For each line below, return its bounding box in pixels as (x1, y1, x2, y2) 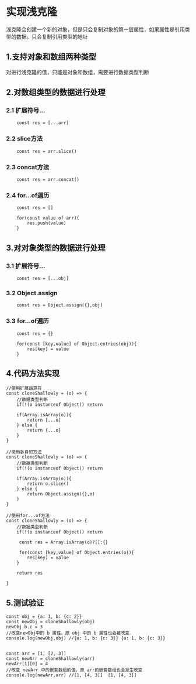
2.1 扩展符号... (6, 107, 45, 115)
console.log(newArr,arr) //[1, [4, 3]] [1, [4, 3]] (6, 672, 137, 678)
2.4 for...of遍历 (6, 191, 50, 199)
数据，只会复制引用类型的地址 (16, 33, 88, 40)
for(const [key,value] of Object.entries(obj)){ (16, 341, 137, 347)
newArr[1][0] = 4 (6, 661, 48, 667)
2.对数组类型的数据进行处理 (6, 87, 106, 97)
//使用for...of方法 (6, 513, 50, 519)
